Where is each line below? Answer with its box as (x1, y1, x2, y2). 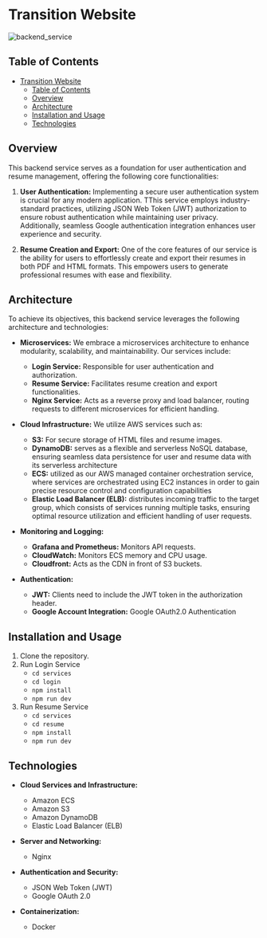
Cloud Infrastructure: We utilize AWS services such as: (19, 420, 203, 430)
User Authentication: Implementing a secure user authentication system (19, 186, 259, 196)
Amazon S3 (31, 804, 70, 814)
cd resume (31, 720, 65, 728)
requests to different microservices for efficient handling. (31, 404, 219, 414)
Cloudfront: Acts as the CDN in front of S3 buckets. (31, 559, 202, 569)
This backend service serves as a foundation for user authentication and (8, 163, 247, 172)
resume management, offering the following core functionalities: (8, 171, 219, 181)
